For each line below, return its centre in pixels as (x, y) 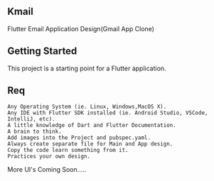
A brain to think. (34, 132)
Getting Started (42, 51)
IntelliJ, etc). (31, 119)
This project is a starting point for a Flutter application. (87, 68)
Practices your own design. (49, 157)
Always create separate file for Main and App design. (90, 144)
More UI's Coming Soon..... (47, 170)
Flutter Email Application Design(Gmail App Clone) (81, 28)
